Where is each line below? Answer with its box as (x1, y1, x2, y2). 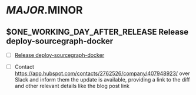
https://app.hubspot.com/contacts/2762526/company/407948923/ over (14, 70, 190, 77)
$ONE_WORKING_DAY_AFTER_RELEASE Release (6, 27, 189, 37)
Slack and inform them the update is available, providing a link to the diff (14, 76, 190, 83)
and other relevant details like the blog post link (14, 83, 130, 90)
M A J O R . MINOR (6, 4, 83, 17)
